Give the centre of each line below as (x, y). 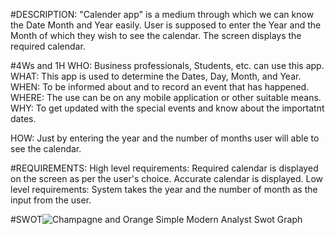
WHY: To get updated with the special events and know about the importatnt (167, 108)
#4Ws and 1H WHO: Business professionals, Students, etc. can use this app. (167, 65)
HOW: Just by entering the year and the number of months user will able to (165, 138)
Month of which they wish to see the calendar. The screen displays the (156, 35)
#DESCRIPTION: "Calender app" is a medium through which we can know (162, 14)
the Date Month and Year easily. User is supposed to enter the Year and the (166, 25)
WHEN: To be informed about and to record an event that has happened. (160, 87)
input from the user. (51, 200)
